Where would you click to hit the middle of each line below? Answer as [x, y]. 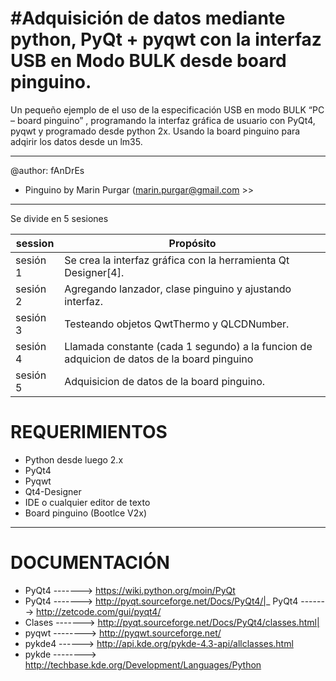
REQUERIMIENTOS [89, 432]
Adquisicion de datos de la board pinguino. [165, 381]
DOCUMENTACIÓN [90, 563]
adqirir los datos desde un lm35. [76, 141]
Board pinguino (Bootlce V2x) [86, 513]
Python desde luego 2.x [74, 459]
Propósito [192, 243]
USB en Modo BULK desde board [148, 61]
